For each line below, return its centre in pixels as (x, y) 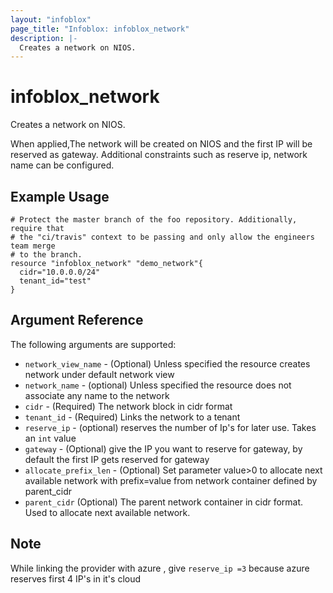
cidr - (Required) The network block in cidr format (128, 406)
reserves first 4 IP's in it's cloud (76, 578)
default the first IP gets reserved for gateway (117, 459)
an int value (50, 438)
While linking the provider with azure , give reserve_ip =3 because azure (160, 568)
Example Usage (60, 196)
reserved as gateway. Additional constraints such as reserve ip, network (159, 155)
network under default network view (99, 374)
